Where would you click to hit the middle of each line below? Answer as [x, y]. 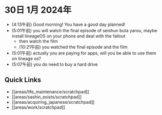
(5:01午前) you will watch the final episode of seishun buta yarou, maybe [84, 30]
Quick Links [23, 80]
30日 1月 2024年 [38, 10]
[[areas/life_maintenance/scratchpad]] [50, 92]
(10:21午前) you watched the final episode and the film [73, 47]
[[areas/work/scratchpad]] [38, 107]
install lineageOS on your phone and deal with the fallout [68, 36]
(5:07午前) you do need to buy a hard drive [55, 64]
